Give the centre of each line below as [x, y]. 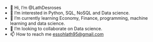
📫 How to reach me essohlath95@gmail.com [57, 34]
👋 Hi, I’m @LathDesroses [36, 8]
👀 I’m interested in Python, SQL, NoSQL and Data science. [70, 13]
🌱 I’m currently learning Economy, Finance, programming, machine [79, 18]
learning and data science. [37, 23]
